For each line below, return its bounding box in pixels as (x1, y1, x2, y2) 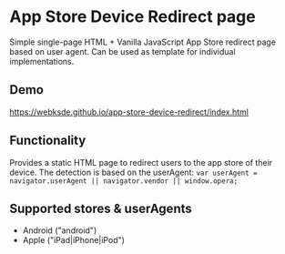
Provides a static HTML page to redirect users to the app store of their (9, 157, 273, 168)
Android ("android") (22, 225, 97, 236)
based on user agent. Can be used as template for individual (9, 46, 236, 56)
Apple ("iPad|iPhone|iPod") (22, 235, 126, 246)
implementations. (9, 56, 75, 66)
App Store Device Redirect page (9, 6, 257, 27)
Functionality (9, 133, 87, 148)
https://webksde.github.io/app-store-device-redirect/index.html (9, 107, 249, 117)
